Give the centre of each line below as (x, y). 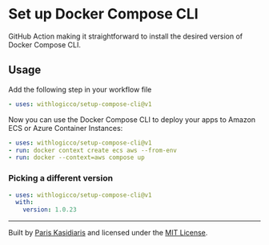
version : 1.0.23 (50, 210)
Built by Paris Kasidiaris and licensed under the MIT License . (108, 233)
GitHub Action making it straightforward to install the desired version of (125, 36)
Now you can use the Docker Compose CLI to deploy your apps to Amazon (132, 119)
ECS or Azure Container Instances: (66, 128)
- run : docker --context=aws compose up (77, 157)
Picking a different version (61, 178)
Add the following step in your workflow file (80, 89)
